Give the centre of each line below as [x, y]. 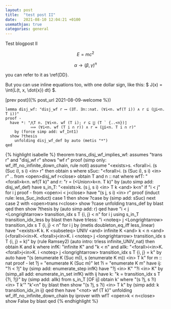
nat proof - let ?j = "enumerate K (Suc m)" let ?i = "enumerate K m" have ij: [83, 263]
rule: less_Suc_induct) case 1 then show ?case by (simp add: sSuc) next [81, 198]
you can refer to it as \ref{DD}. [37, 75]
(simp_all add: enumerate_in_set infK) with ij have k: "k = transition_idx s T [83, 274]
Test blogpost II [22, 43]
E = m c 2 [85, 54]
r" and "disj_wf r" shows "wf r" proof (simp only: [56, 160]
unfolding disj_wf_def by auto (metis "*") [61, 141]
